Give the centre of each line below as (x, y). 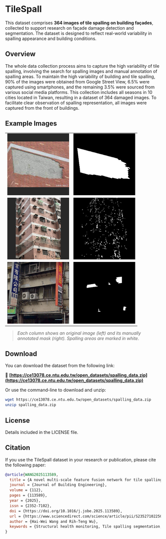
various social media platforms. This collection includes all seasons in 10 (79, 92)
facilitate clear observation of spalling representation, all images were (76, 103)
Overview (21, 54)
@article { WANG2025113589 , (32, 475)
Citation (18, 448)
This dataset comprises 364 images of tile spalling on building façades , (79, 23)
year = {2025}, (25, 501)
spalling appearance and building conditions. (51, 39)
